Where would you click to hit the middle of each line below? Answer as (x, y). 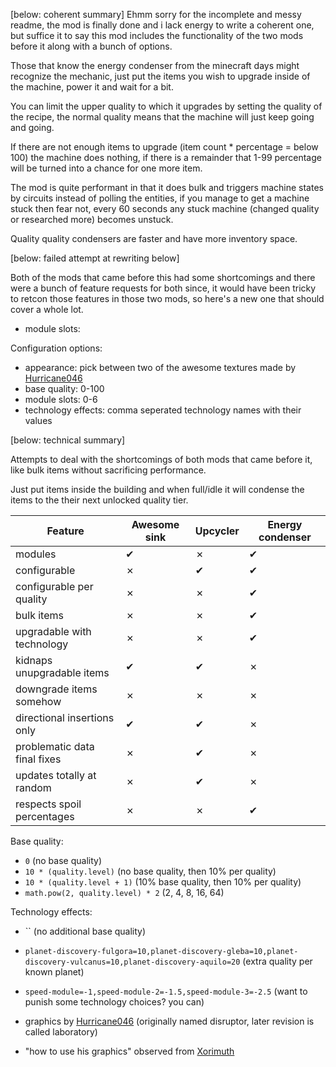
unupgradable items (62, 672)
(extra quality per (277, 961)
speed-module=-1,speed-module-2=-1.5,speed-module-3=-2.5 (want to (166, 991)
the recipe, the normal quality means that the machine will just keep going (162, 117)
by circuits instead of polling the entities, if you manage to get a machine (160, 198)
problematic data (55, 746)
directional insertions (65, 717)
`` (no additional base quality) (85, 931)
